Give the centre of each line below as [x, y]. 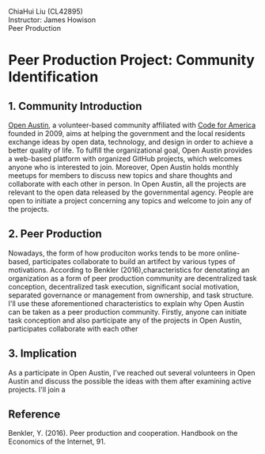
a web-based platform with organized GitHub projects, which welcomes [125, 159]
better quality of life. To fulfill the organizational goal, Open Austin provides [131, 150]
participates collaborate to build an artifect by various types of [134, 261]
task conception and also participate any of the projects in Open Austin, [125, 320]
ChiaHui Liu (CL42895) [45, 11]
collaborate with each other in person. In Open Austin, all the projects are [127, 184]
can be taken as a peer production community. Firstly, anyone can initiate [128, 312]
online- [229, 253]
